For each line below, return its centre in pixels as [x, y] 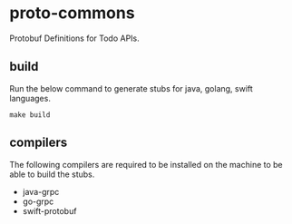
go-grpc [38, 201]
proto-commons [72, 13]
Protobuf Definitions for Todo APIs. [75, 38]
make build [30, 115]
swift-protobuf [49, 210]
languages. [30, 98]
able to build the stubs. [52, 174]
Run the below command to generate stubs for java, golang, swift [131, 88]
